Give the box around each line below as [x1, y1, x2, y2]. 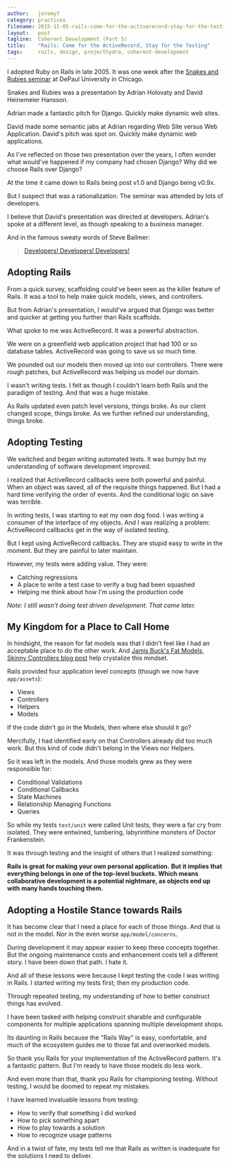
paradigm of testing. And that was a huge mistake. [7, 388, 150, 397]
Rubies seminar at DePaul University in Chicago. [7, 75, 144, 83]
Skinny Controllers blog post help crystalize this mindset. [7, 654, 168, 663]
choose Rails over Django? [7, 165, 82, 173]
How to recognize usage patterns [16, 1131, 112, 1139]
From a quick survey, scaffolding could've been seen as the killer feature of [7, 284, 221, 293]
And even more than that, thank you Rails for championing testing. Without [7, 1075, 218, 1084]
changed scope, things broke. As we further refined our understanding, [7, 409, 210, 418]
